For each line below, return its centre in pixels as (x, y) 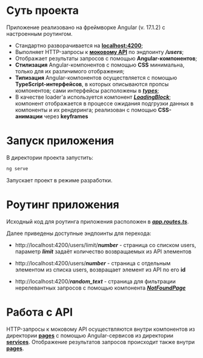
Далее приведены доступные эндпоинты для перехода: (79, 233)
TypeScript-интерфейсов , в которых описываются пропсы (92, 84)
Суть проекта (43, 11)
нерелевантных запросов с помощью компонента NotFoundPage (100, 288)
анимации (29, 116)
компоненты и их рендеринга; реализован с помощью (86, 110)
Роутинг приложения (63, 204)
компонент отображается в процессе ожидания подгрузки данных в (104, 103)
